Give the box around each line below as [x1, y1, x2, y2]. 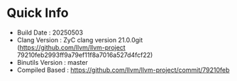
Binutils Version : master [16, 58, 88, 66]
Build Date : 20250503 [16, 28, 83, 37]
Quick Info [6, 5, 69, 21]
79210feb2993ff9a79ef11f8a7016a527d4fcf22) [16, 51, 153, 59]
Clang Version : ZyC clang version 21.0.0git [16, 35, 143, 44]
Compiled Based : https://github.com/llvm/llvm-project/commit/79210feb [16, 66, 230, 74]
